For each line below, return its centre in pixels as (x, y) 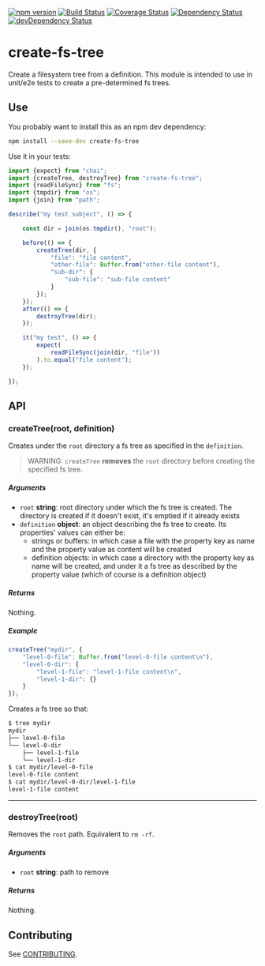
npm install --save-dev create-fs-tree (74, 141)
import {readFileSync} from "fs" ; (65, 186)
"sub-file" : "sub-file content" (118, 280)
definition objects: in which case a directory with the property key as (143, 558)
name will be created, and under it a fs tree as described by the (134, 566)
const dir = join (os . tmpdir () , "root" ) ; (90, 228)
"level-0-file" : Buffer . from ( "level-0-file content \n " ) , (118, 657)
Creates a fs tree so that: (49, 709)
